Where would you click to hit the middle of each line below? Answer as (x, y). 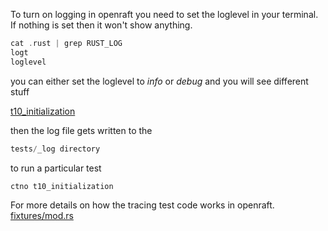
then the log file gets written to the (81, 130)
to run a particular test (56, 168)
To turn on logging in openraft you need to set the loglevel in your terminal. (164, 14)
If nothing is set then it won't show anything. (101, 25)
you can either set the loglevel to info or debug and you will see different (159, 81)
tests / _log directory (55, 149)
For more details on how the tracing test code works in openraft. (142, 205)
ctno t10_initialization (62, 186)
